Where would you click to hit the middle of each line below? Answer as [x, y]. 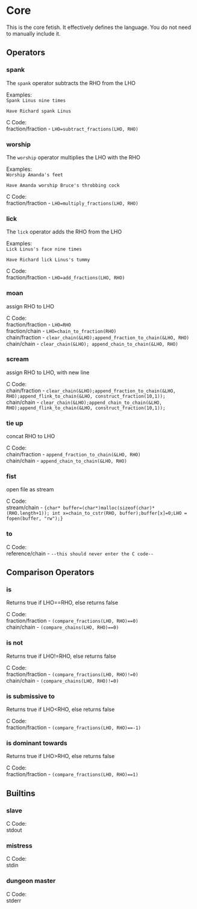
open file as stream [30, 490]
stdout [14, 830]
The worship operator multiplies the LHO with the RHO [73, 157]
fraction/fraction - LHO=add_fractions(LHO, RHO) [66, 278]
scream [17, 359]
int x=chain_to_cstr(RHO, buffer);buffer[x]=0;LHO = [120, 514]
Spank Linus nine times [36, 100]
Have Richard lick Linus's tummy [48, 260]
